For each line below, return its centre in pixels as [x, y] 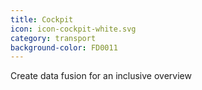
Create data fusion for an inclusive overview [101, 76]
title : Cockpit [42, 19]
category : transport [53, 38]
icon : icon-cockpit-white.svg [73, 29]
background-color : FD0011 [64, 47]
